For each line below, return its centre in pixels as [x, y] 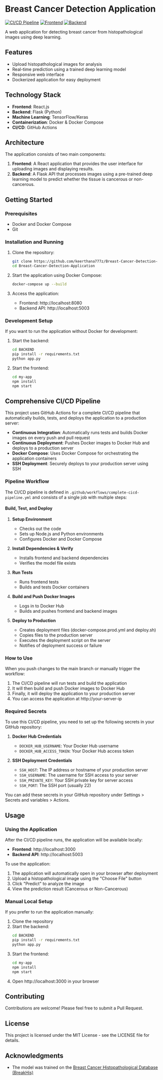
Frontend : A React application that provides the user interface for [77, 164]
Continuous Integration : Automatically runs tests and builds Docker [80, 433]
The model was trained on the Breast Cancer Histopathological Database [85, 1067]
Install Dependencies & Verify [43, 548]
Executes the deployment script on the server [65, 640]
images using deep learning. [33, 37]
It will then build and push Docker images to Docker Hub [68, 688]
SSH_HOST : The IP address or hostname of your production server [84, 770]
